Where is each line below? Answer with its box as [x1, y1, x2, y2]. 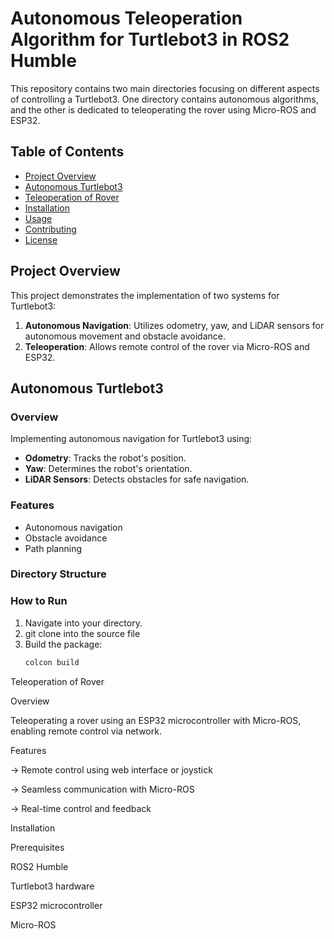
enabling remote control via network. [10, 725, 162, 737]
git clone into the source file [24, 627, 141, 639]
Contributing [24, 223, 77, 235]
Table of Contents [10, 143, 125, 161]
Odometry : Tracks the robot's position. [24, 452, 187, 464]
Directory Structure [10, 567, 107, 581]
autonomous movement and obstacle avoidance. [24, 330, 226, 342]
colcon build [24, 657, 80, 667]
